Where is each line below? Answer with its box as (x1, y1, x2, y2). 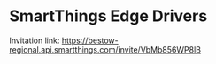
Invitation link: (9, 35, 60, 46)
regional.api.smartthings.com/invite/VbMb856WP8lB (9, 44, 202, 54)
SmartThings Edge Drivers (9, 6, 208, 26)
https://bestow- (61, 35, 120, 46)
